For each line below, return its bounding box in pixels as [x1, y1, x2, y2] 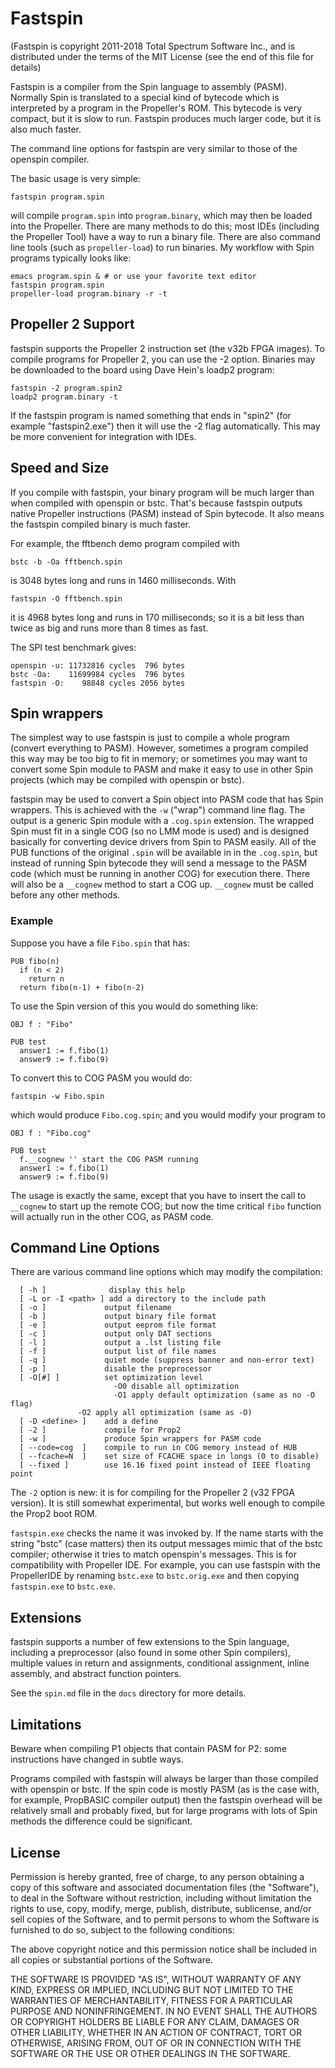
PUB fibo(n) [10, 956, 60, 966]
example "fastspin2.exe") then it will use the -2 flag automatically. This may [10, 420, 321, 432]
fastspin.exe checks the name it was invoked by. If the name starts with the [10, 1527, 324, 1539]
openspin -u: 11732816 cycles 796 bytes [10, 660, 186, 671]
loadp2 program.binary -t [10, 392, 118, 402]
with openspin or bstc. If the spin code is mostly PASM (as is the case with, [10, 1783, 320, 1796]
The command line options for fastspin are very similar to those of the [10, 142, 298, 154]
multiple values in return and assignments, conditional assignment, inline [10, 1657, 310, 1669]
